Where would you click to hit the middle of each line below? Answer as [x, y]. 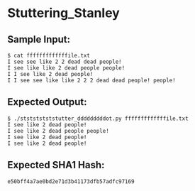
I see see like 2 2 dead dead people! [65, 62]
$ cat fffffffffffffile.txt [49, 55]
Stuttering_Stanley [64, 13]
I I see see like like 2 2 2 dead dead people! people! [91, 80]
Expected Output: [47, 102]
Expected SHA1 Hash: [56, 165]
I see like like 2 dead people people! [66, 68]
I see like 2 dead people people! [58, 131]
